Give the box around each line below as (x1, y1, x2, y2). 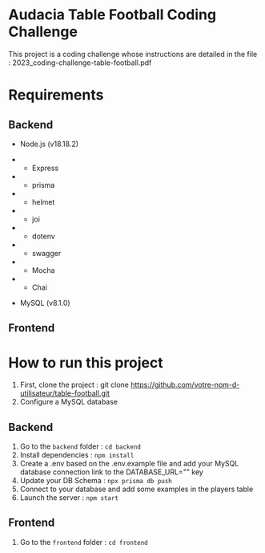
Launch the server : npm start (19, 493, 118, 502)
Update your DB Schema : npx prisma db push (19, 476, 172, 486)
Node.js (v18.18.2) (19, 139, 78, 148)
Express (31, 163, 59, 173)
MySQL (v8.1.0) (19, 298, 70, 307)
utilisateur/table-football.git (19, 388, 110, 398)
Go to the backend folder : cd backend (19, 441, 142, 451)
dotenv (31, 231, 56, 241)
